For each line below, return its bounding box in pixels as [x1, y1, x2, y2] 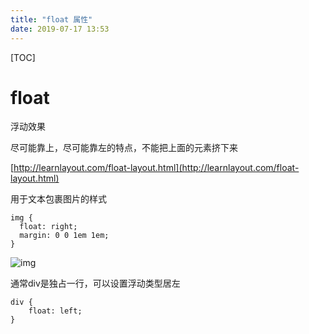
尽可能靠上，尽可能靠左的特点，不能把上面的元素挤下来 [10, 142, 238, 154]
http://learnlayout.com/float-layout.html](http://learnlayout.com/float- [13, 162, 300, 174]
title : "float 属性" [10, 14, 93, 25]
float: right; [19, 222, 78, 232]
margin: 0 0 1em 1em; [19, 231, 110, 241]
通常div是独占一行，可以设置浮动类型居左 [10, 277, 181, 290]
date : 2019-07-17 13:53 [10, 24, 110, 34]
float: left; [28, 306, 83, 316]
